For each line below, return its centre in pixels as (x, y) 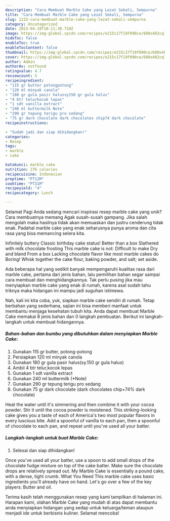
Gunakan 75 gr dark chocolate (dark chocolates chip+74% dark (79, 389)
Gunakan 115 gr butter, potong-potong (52, 351)
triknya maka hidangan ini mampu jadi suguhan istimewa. (65, 291)
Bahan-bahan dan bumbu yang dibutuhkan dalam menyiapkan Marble (81, 333)
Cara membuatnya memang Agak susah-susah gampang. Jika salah (76, 217)
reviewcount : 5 (21, 76)
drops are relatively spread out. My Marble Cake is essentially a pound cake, (85, 471)
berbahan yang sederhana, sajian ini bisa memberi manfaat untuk (73, 306)
